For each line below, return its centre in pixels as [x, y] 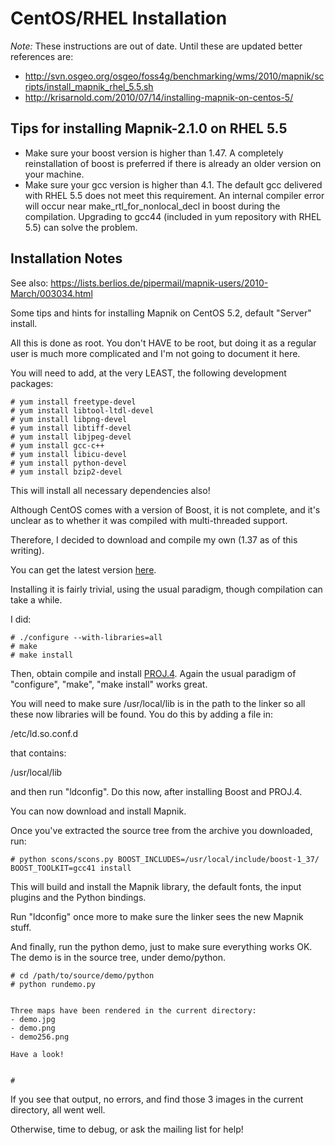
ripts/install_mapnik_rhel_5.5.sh [89, 86]
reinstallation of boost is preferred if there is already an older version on [173, 163]
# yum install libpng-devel [69, 419]
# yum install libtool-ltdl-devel [82, 410]
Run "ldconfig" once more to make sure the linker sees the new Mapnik [157, 916]
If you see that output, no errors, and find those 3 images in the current [157, 1099]
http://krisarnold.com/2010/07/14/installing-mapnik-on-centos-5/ [159, 97]
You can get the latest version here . [83, 569]
